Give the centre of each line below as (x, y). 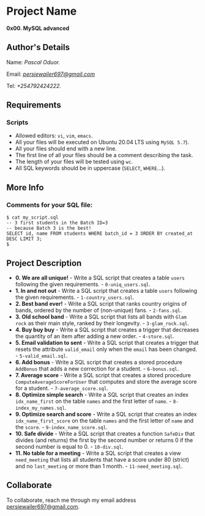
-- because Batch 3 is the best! (49, 228)
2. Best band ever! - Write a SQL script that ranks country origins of (101, 303)
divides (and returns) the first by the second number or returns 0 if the (104, 440)
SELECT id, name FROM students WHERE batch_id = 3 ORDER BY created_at (99, 234)
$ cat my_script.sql (33, 218)
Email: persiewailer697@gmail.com (51, 74)
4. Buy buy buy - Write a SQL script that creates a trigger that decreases (107, 330)
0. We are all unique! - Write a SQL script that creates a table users (100, 278)
